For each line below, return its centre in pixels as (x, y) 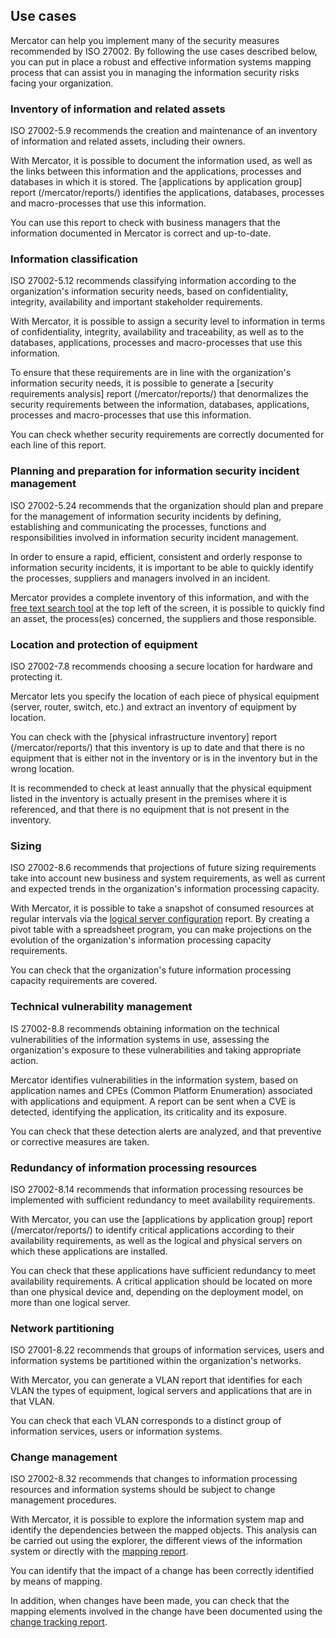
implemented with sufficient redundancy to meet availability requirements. (163, 1200)
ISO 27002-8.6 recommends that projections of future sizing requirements (163, 868)
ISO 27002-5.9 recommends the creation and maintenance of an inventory (164, 131)
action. (24, 1060)
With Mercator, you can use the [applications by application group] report (161, 1219)
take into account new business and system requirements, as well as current (168, 878)
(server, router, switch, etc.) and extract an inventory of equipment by (153, 707)
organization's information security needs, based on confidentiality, (149, 291)
